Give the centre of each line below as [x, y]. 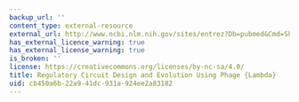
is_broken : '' [36, 59]
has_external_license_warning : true [77, 51]
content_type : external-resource [71, 26]
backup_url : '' [37, 17]
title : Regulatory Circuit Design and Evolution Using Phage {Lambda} [143, 75]
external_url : [36, 34]
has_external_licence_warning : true [77, 42]
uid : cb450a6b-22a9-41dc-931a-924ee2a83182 [91, 83]
